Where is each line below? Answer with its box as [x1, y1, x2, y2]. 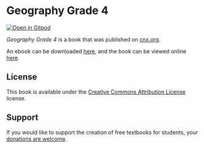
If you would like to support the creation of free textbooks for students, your [6, 128, 198, 136]
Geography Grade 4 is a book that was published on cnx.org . [6, 35, 161, 43]
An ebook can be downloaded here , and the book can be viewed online [6, 47, 187, 55]
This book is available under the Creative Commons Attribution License [6, 88, 186, 95]
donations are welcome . [6, 135, 67, 142]
